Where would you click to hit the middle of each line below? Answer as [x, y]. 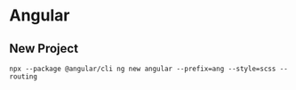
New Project [44, 49]
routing [24, 77]
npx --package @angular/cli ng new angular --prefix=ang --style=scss [143, 69]
